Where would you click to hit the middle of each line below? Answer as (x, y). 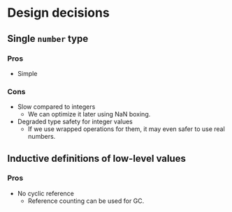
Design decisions (58, 13)
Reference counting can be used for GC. (86, 201)
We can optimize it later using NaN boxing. (89, 114)
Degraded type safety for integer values (75, 122)
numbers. (42, 137)
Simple (27, 73)
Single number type (48, 39)
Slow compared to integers (56, 107)
